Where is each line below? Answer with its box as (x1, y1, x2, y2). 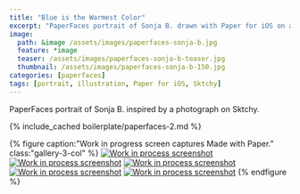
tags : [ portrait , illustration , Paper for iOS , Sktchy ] (9, 79, 221, 88)
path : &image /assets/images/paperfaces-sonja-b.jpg (17, 37, 218, 47)
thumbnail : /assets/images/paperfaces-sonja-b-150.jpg (17, 63, 226, 72)
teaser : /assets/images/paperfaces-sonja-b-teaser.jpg (17, 54, 226, 63)
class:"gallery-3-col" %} (9, 148, 99, 158)
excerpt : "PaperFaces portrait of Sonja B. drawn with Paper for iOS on (9, 21, 286, 30)
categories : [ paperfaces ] (9, 71, 105, 80)
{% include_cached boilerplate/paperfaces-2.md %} (9, 121, 203, 132)
